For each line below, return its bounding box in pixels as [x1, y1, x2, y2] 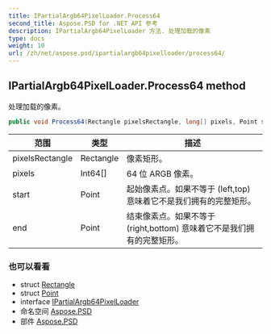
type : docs [8, 34, 45, 43]
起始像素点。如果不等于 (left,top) [126, 183, 251, 194]
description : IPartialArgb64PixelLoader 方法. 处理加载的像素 [8, 27, 211, 35]
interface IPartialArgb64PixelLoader [19, 296, 140, 307]
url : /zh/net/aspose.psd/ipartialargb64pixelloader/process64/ [8, 49, 226, 57]
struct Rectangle [19, 279, 75, 289]
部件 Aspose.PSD [19, 316, 78, 326]
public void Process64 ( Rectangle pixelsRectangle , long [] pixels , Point [8, 118, 258, 126]
